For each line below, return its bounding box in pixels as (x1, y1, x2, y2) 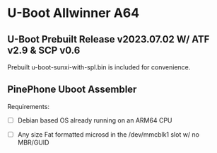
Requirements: (7, 102, 49, 110)
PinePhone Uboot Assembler (7, 84, 137, 96)
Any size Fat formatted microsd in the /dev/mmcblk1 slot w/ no (17, 130, 200, 139)
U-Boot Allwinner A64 (7, 5, 140, 21)
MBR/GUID (17, 138, 49, 147)
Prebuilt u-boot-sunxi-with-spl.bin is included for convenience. (7, 63, 191, 72)
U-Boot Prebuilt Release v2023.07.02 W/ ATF (7, 33, 210, 45)
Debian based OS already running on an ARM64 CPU (17, 115, 172, 125)
